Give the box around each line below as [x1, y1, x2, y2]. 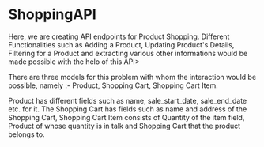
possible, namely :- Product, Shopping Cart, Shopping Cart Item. [8, 81, 219, 90]
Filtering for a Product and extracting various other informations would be [8, 48, 248, 58]
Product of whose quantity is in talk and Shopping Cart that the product [8, 121, 241, 130]
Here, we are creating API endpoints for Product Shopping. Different [8, 32, 230, 41]
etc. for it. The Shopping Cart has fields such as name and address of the [8, 104, 247, 114]
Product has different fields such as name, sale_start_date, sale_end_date [8, 96, 247, 105]
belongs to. [8, 129, 45, 139]
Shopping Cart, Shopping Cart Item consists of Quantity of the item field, [8, 112, 245, 122]
